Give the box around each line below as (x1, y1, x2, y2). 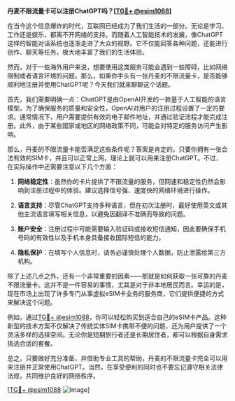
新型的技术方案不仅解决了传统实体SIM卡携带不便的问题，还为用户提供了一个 (7, 322, 227, 330)
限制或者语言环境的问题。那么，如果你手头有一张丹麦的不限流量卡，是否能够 (7, 71, 228, 80)
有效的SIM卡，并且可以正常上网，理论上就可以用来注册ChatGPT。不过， (13, 154, 222, 162)
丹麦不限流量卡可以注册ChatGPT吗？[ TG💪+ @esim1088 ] (7, 7, 172, 15)
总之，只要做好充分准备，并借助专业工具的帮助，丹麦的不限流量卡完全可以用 (7, 354, 228, 363)
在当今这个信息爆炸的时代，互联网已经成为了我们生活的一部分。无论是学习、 (7, 22, 228, 30)
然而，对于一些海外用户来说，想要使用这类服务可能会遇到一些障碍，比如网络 (7, 63, 228, 71)
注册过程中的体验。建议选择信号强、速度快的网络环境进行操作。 (29, 186, 214, 195)
